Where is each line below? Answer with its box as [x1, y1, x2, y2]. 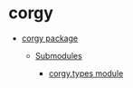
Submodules [34, 50, 82, 61]
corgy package [21, 33, 79, 44]
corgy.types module [48, 67, 124, 79]
